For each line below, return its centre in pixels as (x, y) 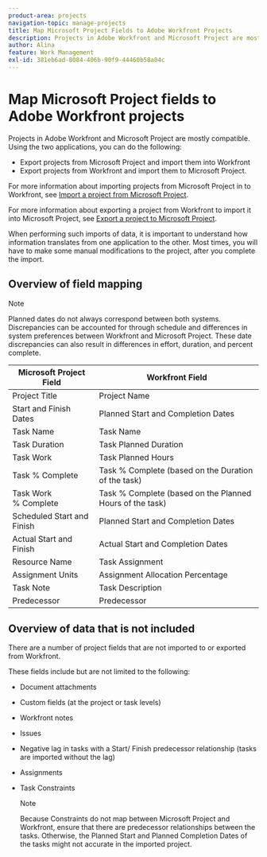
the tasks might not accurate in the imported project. (106, 844)
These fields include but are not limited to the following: (99, 672)
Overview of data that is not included (102, 629)
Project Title (35, 395)
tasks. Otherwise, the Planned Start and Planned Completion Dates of (133, 836)
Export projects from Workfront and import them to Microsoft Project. (133, 170)
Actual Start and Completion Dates (163, 543)
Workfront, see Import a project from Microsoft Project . (99, 194)
